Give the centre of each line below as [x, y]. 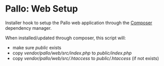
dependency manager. [28, 28]
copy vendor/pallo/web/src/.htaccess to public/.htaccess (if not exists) [86, 58]
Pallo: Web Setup [42, 9]
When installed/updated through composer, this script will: [66, 38]
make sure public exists [37, 47]
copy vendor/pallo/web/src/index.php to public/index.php [72, 53]
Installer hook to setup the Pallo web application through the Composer [79, 23]
